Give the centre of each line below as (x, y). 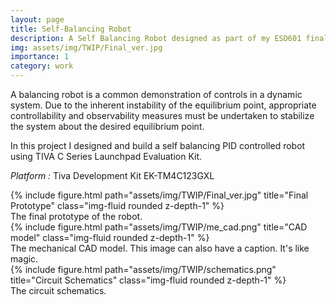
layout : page (37, 19)
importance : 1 (40, 57)
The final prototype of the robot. (76, 216)
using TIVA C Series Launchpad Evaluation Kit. (106, 156)
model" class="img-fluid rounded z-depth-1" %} (110, 237)
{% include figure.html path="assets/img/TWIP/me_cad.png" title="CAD (159, 227)
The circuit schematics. (58, 290)
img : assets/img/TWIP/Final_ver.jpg (86, 47)
